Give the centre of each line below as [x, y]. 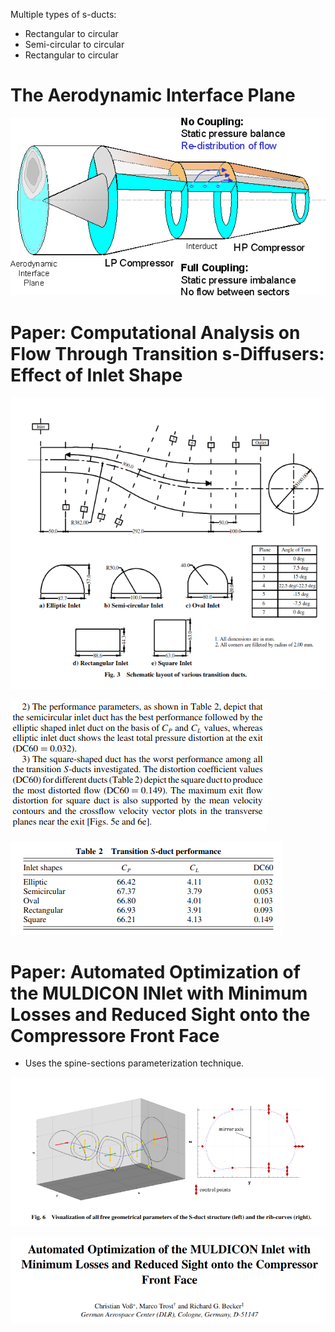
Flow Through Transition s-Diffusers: [167, 353]
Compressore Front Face [115, 1035]
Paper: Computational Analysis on [155, 332]
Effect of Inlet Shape [96, 375]
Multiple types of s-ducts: [63, 14]
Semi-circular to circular [74, 44]
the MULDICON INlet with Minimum [159, 993]
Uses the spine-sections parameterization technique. [134, 1063]
